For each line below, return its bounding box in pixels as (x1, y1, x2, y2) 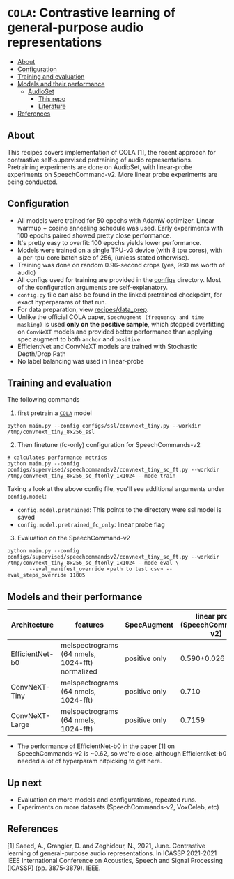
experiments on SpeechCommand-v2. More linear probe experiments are (7, 170, 218, 178)
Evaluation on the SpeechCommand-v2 (17, 534, 131, 543)
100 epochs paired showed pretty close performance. (17, 231, 172, 240)
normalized (60, 667, 97, 676)
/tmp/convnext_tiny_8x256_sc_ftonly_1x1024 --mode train (7, 472, 176, 480)
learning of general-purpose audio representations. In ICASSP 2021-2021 (7, 848, 217, 857)
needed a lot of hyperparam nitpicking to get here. (17, 757, 162, 765)
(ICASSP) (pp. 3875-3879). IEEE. (7, 864, 101, 872)
